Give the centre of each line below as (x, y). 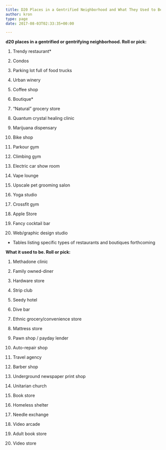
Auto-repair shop (30, 348)
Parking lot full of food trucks (42, 71)
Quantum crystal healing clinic (44, 118)
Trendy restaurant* (32, 51)
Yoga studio (25, 195)
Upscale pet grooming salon (41, 185)
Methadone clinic (30, 262)
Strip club (22, 290)
